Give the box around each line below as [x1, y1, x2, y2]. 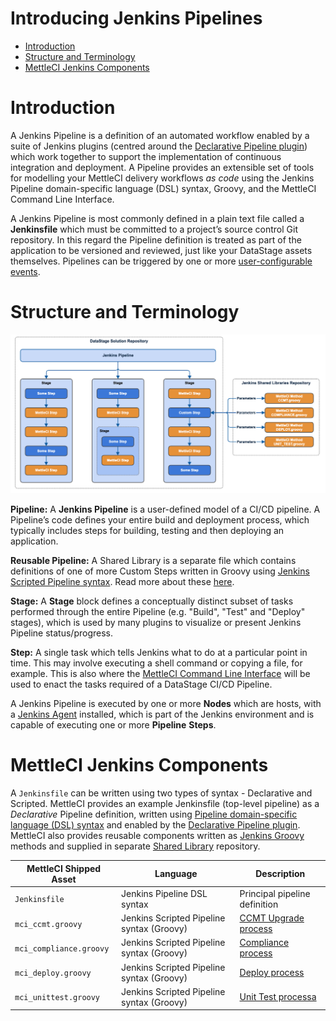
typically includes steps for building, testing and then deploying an [10, 525, 285, 537]
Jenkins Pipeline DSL [121, 887, 208, 899]
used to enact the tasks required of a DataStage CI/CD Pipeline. [10, 678, 273, 691]
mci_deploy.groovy [14, 968, 92, 979]
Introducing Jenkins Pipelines [10, 7, 263, 30]
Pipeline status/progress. [10, 627, 114, 639]
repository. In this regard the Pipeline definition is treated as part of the [10, 233, 302, 246]
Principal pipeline [239, 887, 311, 899]
